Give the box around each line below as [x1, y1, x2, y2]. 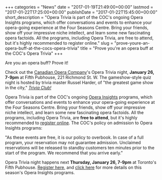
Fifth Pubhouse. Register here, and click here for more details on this [5, 164, 142, 170]
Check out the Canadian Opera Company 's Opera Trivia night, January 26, [5, 69, 155, 75]
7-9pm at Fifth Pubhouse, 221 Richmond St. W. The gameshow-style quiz [5, 75, 151, 80]
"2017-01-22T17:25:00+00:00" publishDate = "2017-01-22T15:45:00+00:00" [5, 9, 158, 15]
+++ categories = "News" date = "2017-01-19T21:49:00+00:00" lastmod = [5, 4, 154, 10]
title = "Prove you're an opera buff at [80, 46, 153, 51]
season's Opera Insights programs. [5, 170, 75, 175]
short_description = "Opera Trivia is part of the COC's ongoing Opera [5, 15, 143, 20]
